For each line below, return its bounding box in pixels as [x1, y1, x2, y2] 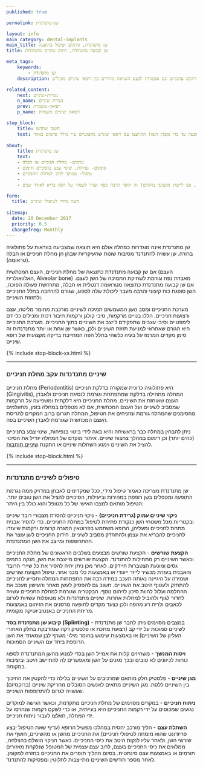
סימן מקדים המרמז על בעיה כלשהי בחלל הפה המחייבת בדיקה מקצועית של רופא [6, 331, 187, 338]
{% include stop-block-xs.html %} [6, 349, 91, 356]
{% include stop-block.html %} [6, 452, 83, 459]
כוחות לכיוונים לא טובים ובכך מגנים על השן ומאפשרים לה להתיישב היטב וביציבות [6, 656, 188, 664]
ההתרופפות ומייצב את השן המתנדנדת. [6, 538, 94, 545]
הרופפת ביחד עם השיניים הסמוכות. [6, 638, 86, 645]
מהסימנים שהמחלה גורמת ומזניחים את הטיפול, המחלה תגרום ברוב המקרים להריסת [6, 410, 196, 417]
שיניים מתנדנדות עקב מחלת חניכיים [6, 370, 107, 379]
